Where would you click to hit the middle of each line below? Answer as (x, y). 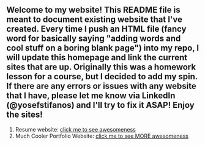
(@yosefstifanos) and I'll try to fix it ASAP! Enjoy (100, 105)
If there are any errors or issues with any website (102, 86)
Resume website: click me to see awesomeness (75, 129)
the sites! (24, 115)
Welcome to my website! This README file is (93, 10)
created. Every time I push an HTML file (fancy (96, 29)
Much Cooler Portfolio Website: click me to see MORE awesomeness (102, 136)
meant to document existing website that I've (94, 20)
